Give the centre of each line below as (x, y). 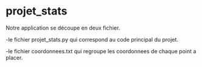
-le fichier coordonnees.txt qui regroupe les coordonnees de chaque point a (101, 51)
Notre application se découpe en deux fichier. (63, 28)
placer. (14, 57)
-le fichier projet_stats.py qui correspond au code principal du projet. (92, 39)
